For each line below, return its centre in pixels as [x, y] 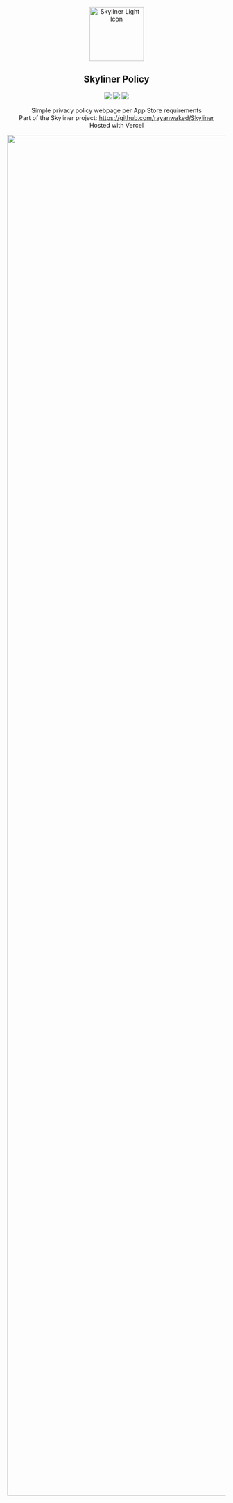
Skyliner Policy [116, 79]
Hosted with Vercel [116, 125]
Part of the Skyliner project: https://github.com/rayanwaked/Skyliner [116, 117]
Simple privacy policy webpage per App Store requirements [116, 110]
